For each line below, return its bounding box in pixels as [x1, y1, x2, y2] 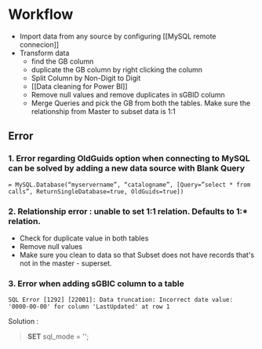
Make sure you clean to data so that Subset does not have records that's [19, 250, 255, 259]
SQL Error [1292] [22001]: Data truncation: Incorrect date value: [8, 296, 234, 304]
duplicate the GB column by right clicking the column [31, 64, 202, 74]
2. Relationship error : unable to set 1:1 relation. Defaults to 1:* [8, 206, 249, 217]
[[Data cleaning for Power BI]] [31, 81, 128, 91]
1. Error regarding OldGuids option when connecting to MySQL [8, 153, 250, 164]
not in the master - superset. [19, 258, 112, 268]
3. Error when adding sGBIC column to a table [8, 277, 184, 288]
